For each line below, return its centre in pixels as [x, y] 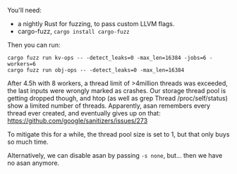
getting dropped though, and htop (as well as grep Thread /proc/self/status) [117, 98]
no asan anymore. [34, 163]
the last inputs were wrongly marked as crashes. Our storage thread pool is [117, 91]
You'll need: [25, 10]
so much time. [28, 142]
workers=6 [22, 64]
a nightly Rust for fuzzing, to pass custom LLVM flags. [96, 24]
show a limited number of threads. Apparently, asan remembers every [109, 106]
